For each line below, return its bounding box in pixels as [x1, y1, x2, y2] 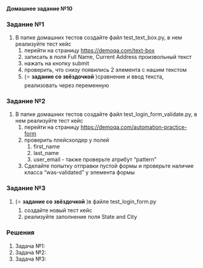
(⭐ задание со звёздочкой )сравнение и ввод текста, [24, 73, 164, 80]
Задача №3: [15, 255, 47, 263]
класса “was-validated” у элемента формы [24, 169, 135, 176]
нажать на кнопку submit [24, 60, 89, 67]
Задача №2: [15, 249, 47, 256]
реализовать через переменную [24, 81, 109, 89]
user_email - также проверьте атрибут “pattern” [33, 156, 157, 163]
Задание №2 [6, 97, 46, 105]
